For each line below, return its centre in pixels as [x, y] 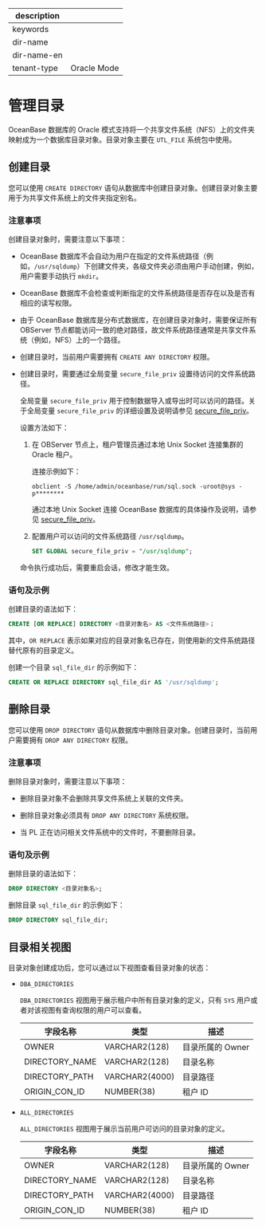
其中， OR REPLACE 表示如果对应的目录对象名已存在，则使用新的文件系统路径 [132, 640]
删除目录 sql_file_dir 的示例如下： [66, 905]
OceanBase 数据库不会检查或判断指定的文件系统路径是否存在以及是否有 [137, 293]
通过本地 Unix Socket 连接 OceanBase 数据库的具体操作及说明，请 [141, 509]
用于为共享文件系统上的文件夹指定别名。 [74, 198]
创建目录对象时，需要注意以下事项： [68, 239]
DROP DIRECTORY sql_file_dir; [59, 920]
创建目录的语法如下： [43, 609]
